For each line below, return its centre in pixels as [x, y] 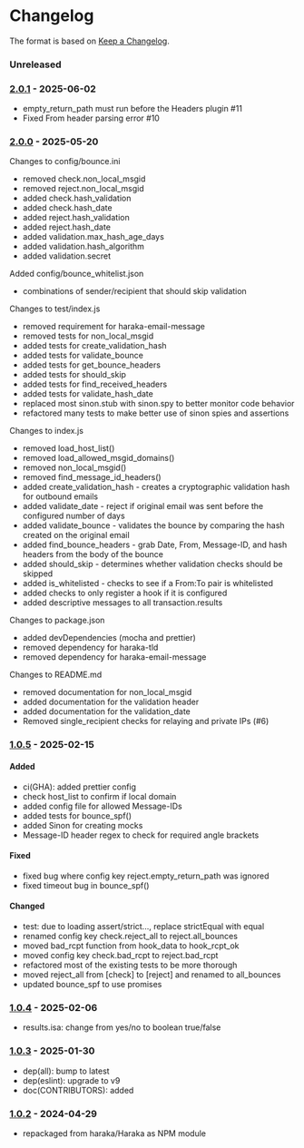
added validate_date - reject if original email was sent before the [143, 506]
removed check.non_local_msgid [84, 179]
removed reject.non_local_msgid [83, 189]
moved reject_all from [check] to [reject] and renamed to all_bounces [152, 974]
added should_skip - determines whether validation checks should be [152, 564]
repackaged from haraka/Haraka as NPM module [114, 1133]
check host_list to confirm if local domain [99, 796]
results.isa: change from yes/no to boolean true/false [122, 1027]
